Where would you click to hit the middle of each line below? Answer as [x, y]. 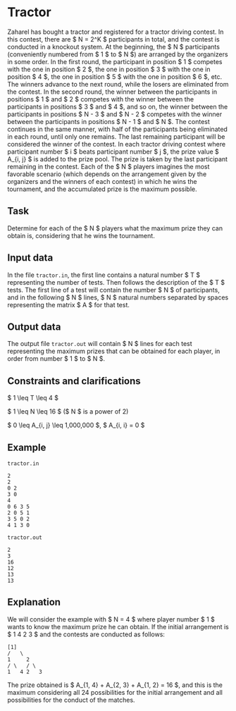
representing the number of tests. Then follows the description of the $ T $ [116, 282]
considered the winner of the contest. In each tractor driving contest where [117, 144]
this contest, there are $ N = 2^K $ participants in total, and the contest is [113, 39]
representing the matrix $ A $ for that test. [69, 304]
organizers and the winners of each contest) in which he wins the [102, 181]
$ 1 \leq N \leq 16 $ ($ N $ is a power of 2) [68, 412]
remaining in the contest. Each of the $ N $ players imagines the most [108, 166]
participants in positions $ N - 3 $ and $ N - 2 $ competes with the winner [115, 114]
